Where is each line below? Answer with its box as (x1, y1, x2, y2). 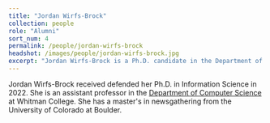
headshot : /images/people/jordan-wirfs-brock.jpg (8, 49, 180, 57)
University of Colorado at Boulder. (8, 104, 122, 114)
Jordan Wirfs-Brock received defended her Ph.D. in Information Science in (8, 78, 257, 89)
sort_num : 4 (8, 34, 49, 43)
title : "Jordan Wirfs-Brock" (8, 11, 107, 20)
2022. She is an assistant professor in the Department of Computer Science (8, 87, 262, 97)
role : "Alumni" (8, 27, 60, 35)
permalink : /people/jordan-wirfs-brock (8, 42, 144, 50)
